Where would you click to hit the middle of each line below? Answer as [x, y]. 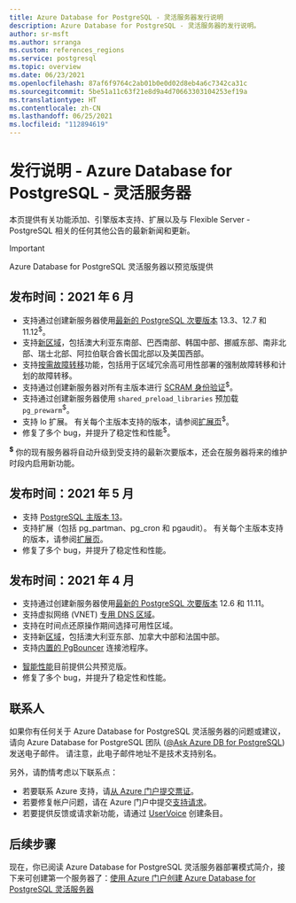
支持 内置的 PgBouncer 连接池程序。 [87, 648]
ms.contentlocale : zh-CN [55, 108]
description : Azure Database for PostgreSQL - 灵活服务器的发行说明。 [135, 26]
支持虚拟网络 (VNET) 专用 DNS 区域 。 [91, 615]
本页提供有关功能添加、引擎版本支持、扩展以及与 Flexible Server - [130, 219]
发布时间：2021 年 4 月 [72, 580]
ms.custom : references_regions [67, 51]
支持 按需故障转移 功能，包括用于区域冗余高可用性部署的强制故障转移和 [150, 365]
